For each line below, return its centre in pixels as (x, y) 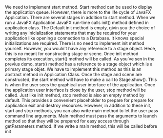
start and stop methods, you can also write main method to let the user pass (82, 111)
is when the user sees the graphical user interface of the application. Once (80, 85)
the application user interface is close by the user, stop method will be (76, 90)
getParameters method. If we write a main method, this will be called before (81, 126)
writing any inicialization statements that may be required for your (71, 33)
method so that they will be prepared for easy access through (67, 121)
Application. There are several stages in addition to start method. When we (80, 17)
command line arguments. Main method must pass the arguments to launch (81, 116)
